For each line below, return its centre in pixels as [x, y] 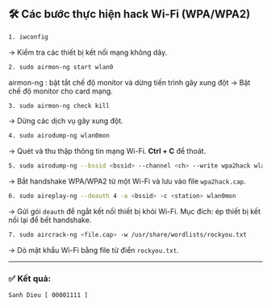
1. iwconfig [28, 37]
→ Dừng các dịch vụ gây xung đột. [66, 121]
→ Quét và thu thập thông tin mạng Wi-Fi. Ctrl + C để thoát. [107, 151]
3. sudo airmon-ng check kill [59, 105]
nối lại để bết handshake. [50, 220]
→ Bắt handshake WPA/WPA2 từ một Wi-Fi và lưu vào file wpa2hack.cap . [127, 181]
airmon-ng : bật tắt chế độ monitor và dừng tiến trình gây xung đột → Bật [129, 82]
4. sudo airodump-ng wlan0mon [59, 136]
